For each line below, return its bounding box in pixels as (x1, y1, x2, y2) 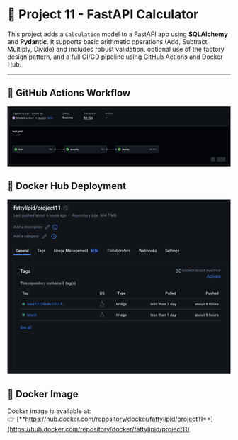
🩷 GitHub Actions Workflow (7, 87, 131, 99)
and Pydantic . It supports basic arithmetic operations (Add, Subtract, (7, 37, 210, 45)
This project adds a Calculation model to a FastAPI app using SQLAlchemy (7, 30, 228, 38)
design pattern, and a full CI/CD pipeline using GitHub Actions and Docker (7, 52, 223, 61)
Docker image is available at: (7, 407, 91, 415)
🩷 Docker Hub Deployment (7, 180, 127, 192)
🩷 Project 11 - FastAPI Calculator (7, 6, 199, 23)
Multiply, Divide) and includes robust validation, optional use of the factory (7, 45, 225, 53)
